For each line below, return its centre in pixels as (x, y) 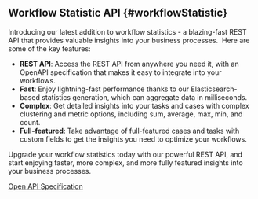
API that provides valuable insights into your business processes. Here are (129, 40)
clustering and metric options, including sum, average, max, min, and (131, 114)
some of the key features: (50, 48)
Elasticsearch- (214, 89)
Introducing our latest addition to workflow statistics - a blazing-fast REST (127, 31)
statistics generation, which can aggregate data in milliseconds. (145, 97)
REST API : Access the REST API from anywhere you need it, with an (129, 64)
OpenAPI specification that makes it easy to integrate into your (120, 72)
